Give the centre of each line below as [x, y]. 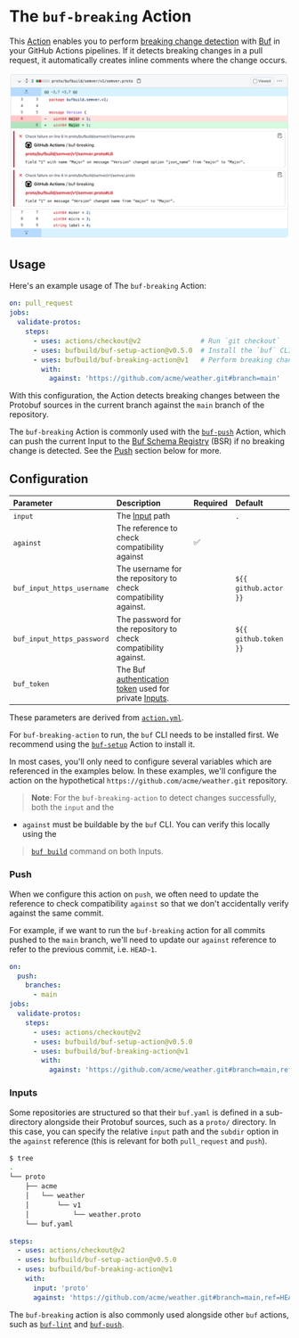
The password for [149, 619]
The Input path [143, 515]
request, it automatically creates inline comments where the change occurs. [148, 60]
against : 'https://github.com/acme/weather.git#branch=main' [164, 379]
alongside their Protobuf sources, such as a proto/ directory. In [160, 1121]
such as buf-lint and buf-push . [67, 1324]
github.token [259, 639]
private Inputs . [142, 698]
